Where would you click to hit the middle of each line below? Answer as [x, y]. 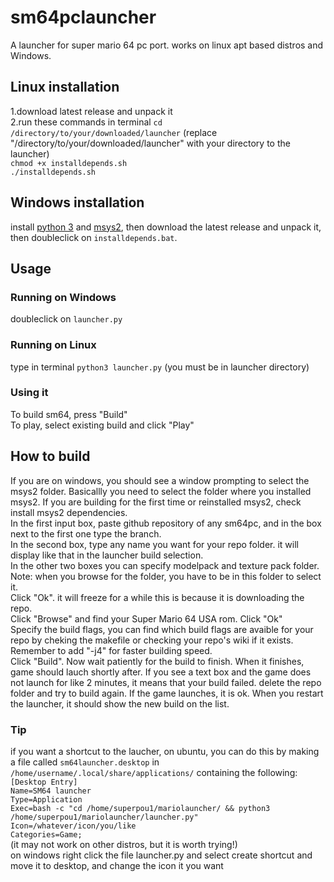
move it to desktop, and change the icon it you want [117, 865]
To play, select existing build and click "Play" [102, 425]
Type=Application [46, 799]
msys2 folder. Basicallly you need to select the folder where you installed [161, 491]
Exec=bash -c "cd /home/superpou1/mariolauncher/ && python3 [140, 808]
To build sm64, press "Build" [69, 414]
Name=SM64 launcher [51, 791]
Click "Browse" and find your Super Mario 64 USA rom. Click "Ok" [146, 618]
